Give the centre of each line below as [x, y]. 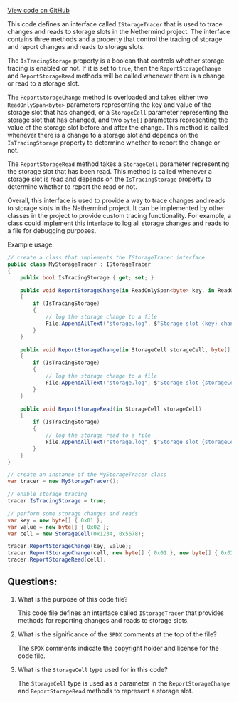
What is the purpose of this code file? [73, 599]
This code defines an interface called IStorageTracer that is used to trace [115, 24]
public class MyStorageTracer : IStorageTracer [79, 264]
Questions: [32, 582]
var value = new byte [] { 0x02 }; [59, 527]
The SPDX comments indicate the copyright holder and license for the [118, 648]
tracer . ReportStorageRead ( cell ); [57, 560]
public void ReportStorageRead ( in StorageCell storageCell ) [111, 409]
